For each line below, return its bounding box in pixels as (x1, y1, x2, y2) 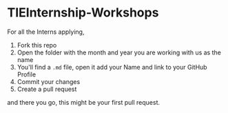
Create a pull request (17, 85, 77, 93)
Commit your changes (17, 77, 81, 85)
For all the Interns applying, (7, 28, 85, 36)
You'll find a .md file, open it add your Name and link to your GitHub (17, 63, 208, 71)
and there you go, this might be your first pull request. (7, 98, 160, 106)
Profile (17, 70, 37, 79)
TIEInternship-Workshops (7, 5, 159, 21)
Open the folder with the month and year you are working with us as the (17, 48, 222, 56)
